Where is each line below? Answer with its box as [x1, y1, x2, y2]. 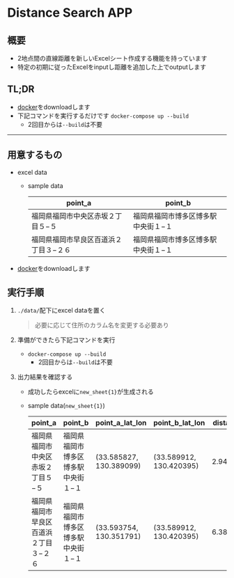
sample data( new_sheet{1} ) [27, 402, 106, 410]
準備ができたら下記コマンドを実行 [17, 336, 116, 344]
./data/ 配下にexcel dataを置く [17, 306, 106, 315]
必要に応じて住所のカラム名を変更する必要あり [34, 321, 169, 329]
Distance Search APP [7, 5, 133, 21]
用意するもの [7, 149, 63, 161]
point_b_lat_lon [153, 418, 205, 428]
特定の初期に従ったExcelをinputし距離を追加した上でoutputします [17, 63, 207, 71]
